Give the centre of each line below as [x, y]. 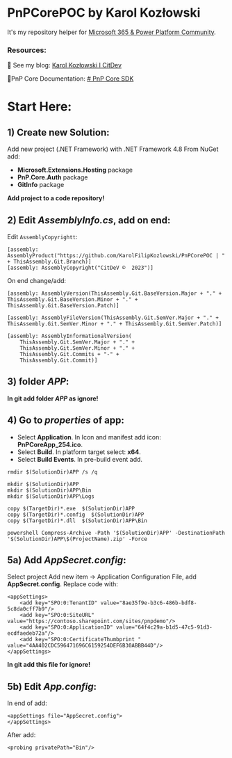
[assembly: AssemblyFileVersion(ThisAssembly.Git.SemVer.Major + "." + [113, 318]
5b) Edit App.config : [52, 686]
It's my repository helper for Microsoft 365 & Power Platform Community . [112, 32]
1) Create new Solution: [58, 132]
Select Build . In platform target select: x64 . [79, 452]
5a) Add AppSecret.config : [67, 560]
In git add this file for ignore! [49, 665]
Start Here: [40, 107]
